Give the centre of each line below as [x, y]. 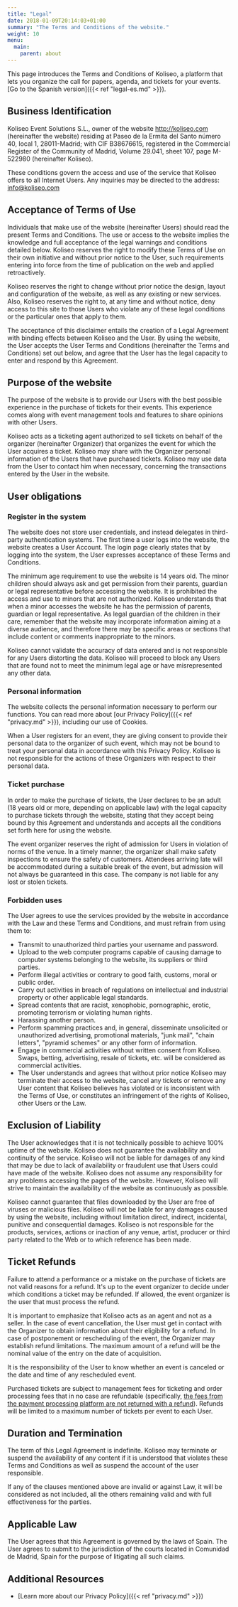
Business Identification [59, 111]
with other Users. [33, 422]
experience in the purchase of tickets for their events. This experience [110, 407]
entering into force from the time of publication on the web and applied [111, 265]
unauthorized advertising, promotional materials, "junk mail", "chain [116, 1035]
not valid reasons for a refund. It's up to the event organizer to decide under [118, 1286]
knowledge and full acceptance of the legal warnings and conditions [107, 242]
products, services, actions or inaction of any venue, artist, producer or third [119, 1232]
